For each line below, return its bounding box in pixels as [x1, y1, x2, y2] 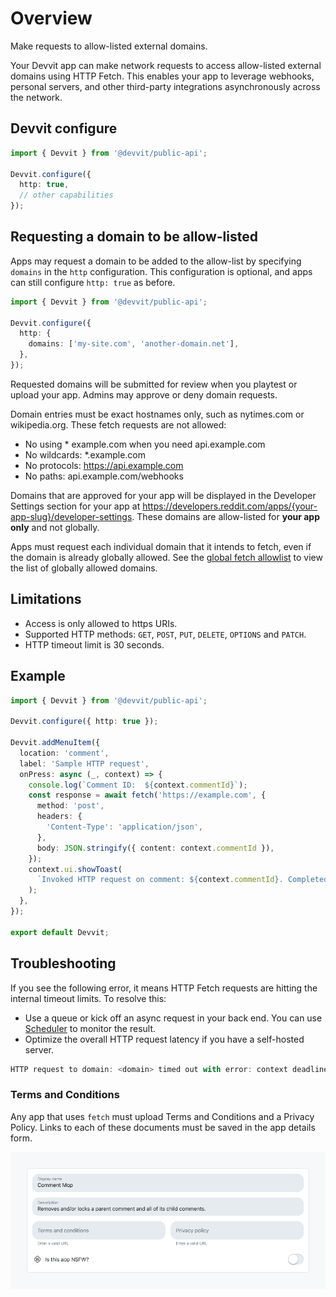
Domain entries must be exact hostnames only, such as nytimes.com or [10, 408, 305, 420]
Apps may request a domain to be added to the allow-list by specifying [10, 255, 302, 267]
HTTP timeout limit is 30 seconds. [24, 638, 165, 651]
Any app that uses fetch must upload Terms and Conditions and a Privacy [10, 1110, 315, 1122]
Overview [10, 7, 93, 30]
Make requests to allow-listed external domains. [10, 40, 208, 52]
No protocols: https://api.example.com [24, 459, 184, 471]
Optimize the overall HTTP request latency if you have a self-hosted [24, 1033, 305, 1045]
